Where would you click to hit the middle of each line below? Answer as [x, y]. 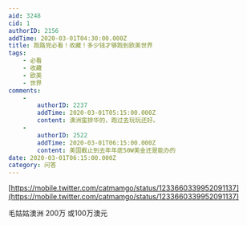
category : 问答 [32, 166]
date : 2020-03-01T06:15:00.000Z [62, 157]
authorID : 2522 [63, 135]
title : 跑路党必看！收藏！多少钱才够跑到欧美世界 [81, 46]
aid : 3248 [25, 16]
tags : [17, 53]
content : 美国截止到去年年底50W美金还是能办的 [107, 150]
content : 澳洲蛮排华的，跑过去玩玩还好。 [98, 121]
